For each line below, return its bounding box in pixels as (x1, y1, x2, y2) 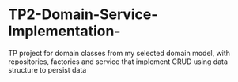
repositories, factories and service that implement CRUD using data (8, 57, 228, 66)
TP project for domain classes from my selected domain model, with (8, 48, 231, 58)
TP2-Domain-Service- (8, 6, 158, 24)
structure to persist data (8, 65, 87, 74)
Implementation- (8, 22, 121, 40)
